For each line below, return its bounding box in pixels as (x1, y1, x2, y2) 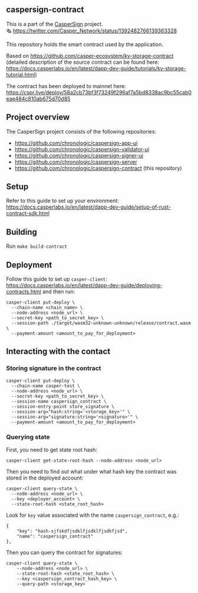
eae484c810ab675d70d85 (6, 95, 71, 102)
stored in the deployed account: (6, 474, 84, 481)
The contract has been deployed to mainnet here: (6, 82, 127, 89)
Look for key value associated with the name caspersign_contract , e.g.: (6, 511, 179, 519)
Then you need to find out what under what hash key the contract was (6, 468, 177, 475)
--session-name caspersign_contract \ (11, 398, 107, 404)
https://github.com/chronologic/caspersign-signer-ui (14, 152, 144, 159)
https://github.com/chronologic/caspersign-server (14, 158, 137, 165)
